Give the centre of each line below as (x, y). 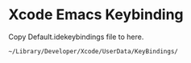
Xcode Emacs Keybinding (96, 15)
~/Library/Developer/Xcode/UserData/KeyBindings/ (93, 51)
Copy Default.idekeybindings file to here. (76, 37)
